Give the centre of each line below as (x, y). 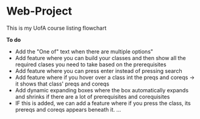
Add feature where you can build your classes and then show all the (100, 58)
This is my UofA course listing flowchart (56, 28)
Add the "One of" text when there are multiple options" (84, 51)
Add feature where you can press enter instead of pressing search (98, 70)
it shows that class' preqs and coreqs (62, 84)
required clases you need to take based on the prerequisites (91, 64)
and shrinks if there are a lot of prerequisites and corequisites (92, 97)
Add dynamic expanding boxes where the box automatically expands (102, 90)
